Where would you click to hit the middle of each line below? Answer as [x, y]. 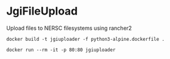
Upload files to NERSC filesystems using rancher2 [69, 28]
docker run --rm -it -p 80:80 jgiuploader [61, 50]
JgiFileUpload [42, 11]
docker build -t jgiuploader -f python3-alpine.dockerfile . [86, 39]
